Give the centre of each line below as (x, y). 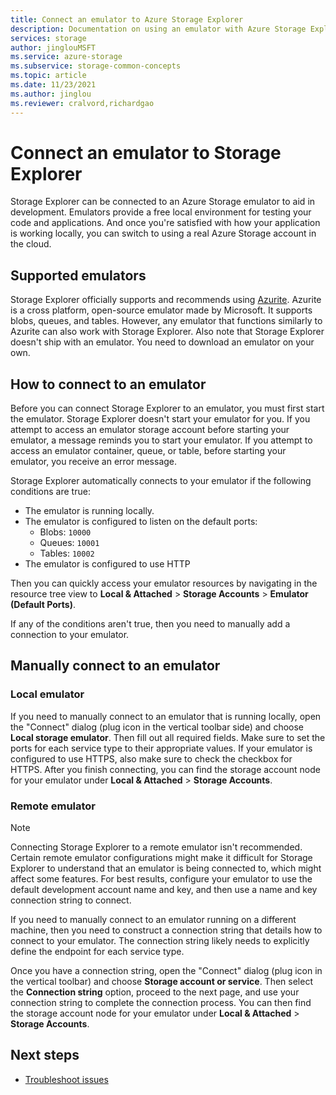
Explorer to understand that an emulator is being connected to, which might (166, 868)
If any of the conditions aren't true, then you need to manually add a (150, 624)
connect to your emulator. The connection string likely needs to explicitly (160, 941)
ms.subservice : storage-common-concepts (96, 66)
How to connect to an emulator (108, 384)
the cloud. (31, 244)
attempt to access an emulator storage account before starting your (150, 430)
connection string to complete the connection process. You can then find (161, 1003)
